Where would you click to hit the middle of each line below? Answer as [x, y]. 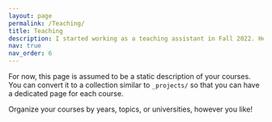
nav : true [25, 46]
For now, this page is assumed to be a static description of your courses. [130, 76]
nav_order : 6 [30, 53]
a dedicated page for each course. [66, 93]
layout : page [30, 16]
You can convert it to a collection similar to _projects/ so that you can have [134, 85]
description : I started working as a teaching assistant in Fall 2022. [132, 38]
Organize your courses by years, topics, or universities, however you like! [131, 109]
